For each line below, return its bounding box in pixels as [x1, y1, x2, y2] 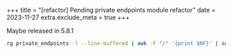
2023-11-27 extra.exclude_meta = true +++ [6, 13, 130, 21]
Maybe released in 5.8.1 [6, 27, 74, 35]
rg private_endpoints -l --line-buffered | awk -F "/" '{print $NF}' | [6, 40, 218, 47]
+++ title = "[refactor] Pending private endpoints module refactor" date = [6, 6, 216, 14]
